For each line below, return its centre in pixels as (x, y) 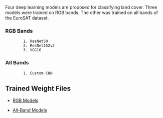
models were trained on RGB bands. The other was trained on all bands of (81, 13)
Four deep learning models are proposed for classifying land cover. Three (81, 7)
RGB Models (25, 100)
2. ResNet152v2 (39, 46)
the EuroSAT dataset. (27, 18)
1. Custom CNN (38, 73)
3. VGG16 (32, 50)
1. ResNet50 (36, 41)
